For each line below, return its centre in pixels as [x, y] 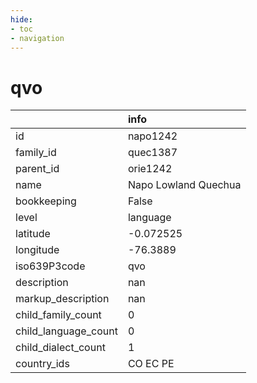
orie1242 [150, 169]
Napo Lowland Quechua [184, 185]
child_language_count [66, 331]
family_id [36, 153]
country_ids [42, 364]
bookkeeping [46, 201]
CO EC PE [151, 364]
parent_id [37, 169]
